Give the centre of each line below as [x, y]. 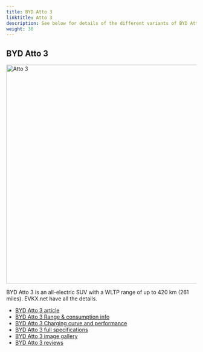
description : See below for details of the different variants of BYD [97, 23]
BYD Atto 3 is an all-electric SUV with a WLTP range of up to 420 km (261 [98, 293]
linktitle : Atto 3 [29, 18]
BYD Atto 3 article [37, 311]
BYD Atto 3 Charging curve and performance [71, 323]
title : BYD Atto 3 [29, 12]
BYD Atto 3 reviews [39, 343]
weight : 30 [20, 29]
